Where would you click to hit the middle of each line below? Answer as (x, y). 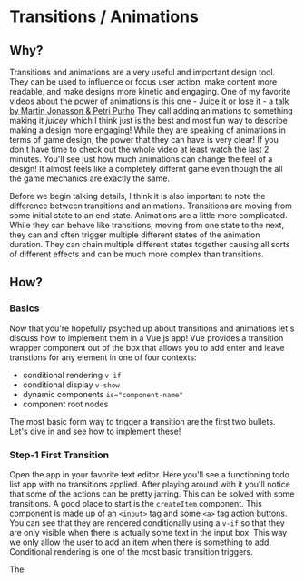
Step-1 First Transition (59, 455)
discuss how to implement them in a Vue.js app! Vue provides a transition (147, 337)
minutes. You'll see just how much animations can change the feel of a (141, 159)
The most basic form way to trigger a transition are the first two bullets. (142, 421)
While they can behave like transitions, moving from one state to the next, (147, 225)
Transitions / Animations (104, 17)
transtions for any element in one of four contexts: (103, 357)
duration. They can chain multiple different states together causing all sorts (150, 244)
